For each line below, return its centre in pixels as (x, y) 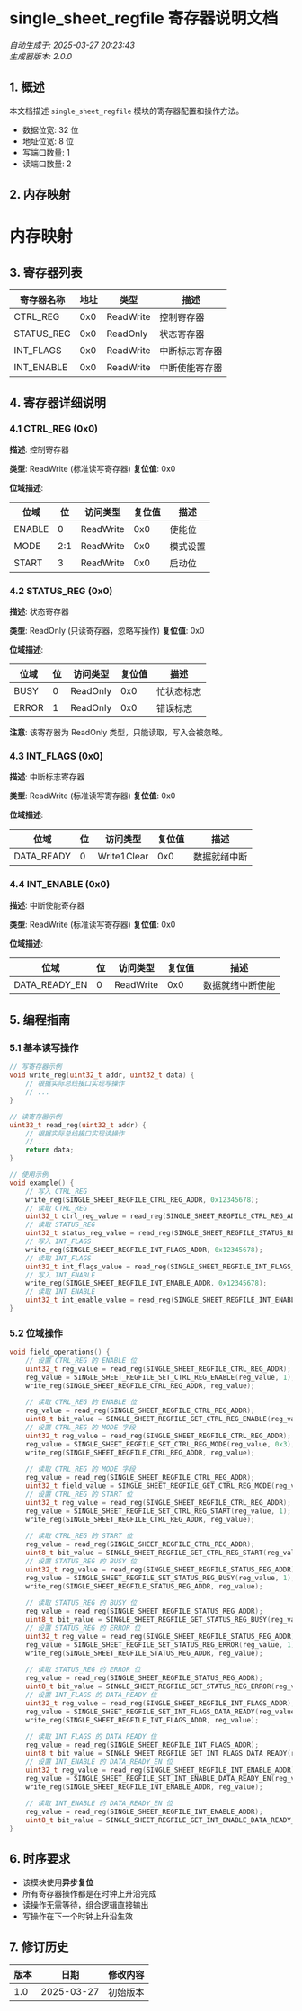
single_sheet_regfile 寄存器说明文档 (144, 18)
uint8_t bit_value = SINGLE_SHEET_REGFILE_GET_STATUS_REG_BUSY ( (148, 1620)
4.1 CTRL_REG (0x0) (54, 429)
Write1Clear (123, 857)
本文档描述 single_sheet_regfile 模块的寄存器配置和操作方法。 (127, 111)
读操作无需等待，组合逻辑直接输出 (85, 1904)
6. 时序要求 (40, 1859)
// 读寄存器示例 (36, 1117)
